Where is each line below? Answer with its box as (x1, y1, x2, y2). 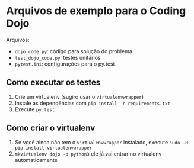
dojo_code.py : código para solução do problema (14, 47, 132, 54)
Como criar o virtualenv (6, 123, 96, 133)
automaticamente (14, 156, 58, 163)
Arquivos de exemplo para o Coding (6, 4, 186, 18)
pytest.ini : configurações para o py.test (14, 60, 115, 67)
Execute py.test (14, 105, 55, 113)
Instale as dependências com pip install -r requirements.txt (14, 99, 171, 106)
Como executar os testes (6, 77, 101, 88)
